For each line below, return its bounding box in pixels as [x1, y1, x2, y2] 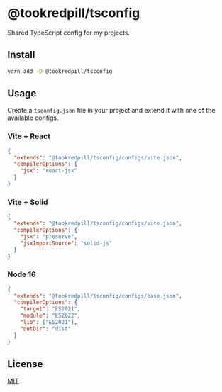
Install [7, 49, 35, 61]
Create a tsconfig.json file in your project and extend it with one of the [7, 106, 216, 115]
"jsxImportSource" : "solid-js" [20, 240, 113, 247]
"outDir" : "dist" [20, 325, 72, 332]
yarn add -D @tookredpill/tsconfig [7, 67, 113, 75]
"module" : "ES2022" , [20, 312, 81, 320]
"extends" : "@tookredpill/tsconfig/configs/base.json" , [13, 292, 182, 299]
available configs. [7, 113, 59, 122]
